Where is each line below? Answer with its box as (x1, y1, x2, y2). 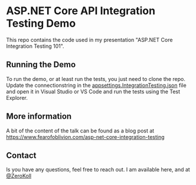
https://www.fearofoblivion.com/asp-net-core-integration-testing (6, 133, 165, 140)
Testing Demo (6, 17, 76, 30)
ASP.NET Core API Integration (6, 4, 155, 18)
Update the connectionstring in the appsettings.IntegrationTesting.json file (6, 82, 187, 89)
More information (6, 111, 72, 122)
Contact (6, 150, 37, 160)
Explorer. (6, 94, 28, 101)
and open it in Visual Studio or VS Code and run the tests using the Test (6, 87, 181, 95)
